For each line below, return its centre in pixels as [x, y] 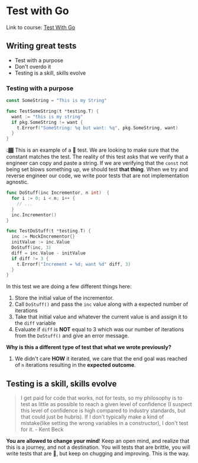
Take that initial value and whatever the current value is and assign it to [101, 317]
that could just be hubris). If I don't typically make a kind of [92, 417]
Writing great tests [41, 46]
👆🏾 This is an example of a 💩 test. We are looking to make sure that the [92, 150]
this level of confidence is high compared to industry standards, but [103, 411]
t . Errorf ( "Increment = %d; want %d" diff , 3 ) [74, 264]
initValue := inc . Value [40, 242]
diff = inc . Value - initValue [48, 253]
